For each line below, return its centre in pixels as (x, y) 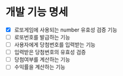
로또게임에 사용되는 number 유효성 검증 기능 (66, 30)
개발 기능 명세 (37, 12)
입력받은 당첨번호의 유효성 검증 (50, 52)
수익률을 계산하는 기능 (40, 67)
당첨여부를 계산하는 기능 (42, 59)
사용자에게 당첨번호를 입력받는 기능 (55, 45)
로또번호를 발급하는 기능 (42, 37)
